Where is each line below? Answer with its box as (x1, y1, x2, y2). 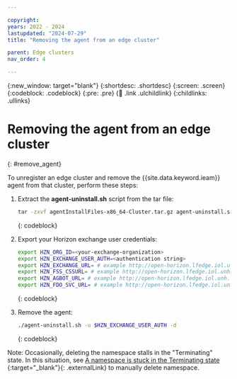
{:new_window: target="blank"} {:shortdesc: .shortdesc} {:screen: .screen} (7, 81, 226, 89)
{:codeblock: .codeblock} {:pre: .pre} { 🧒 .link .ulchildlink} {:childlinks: (7, 89, 207, 97)
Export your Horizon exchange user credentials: (17, 234, 158, 243)
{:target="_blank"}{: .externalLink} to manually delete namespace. (7, 363, 200, 372)
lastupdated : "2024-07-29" (7, 30, 87, 37)
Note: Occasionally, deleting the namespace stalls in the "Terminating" (7, 348, 214, 356)
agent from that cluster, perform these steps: (7, 181, 139, 189)
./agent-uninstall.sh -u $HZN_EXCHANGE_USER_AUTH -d (17, 322, 177, 329)
